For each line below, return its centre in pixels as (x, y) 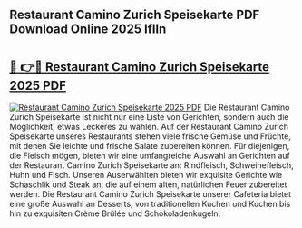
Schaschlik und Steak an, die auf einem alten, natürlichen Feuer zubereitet (148, 184)
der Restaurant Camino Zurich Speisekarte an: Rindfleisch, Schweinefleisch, (152, 165)
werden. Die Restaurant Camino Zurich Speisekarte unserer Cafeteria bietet (151, 194)
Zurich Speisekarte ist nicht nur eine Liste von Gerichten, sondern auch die (149, 117)
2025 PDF (38, 85)
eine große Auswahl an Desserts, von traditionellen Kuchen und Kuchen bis (150, 204)
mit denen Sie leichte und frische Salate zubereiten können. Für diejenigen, (150, 146)
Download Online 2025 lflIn (88, 30)
